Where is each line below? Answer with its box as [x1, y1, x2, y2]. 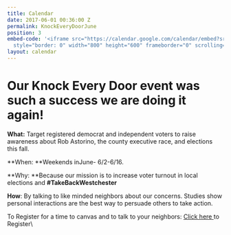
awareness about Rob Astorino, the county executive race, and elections [7, 137, 213, 145]
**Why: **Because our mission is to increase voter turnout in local [7, 171, 198, 179]
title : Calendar [7, 10, 54, 17]
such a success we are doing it [7, 93, 187, 109]
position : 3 [7, 29, 41, 36]
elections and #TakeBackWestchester [7, 178, 117, 186]
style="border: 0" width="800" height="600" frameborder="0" [13, 42, 192, 49]
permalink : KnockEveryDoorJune [7, 23, 97, 30]
